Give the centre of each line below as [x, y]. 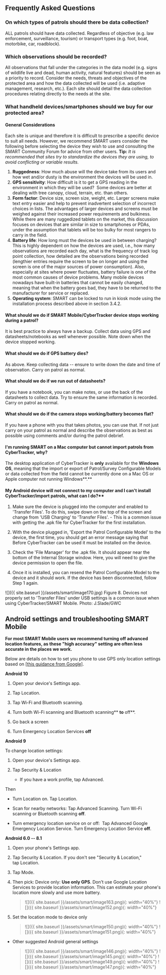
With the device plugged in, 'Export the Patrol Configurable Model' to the [87, 532]
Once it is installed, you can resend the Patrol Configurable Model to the [86, 573]
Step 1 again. [25, 583]
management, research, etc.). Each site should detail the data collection [78, 88]
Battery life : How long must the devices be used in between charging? [84, 240]
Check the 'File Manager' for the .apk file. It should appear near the [81, 552]
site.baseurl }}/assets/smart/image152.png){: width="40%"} [96, 907]
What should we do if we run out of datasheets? [55, 381]
